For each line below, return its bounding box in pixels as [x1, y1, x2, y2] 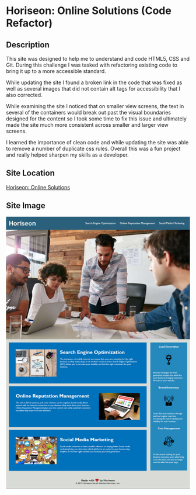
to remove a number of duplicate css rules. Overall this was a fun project [6, 145, 181, 152]
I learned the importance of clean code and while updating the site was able [6, 139, 189, 146]
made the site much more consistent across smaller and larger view [6, 122, 169, 128]
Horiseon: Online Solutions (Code [6, 4, 172, 18]
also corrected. [6, 92, 43, 98]
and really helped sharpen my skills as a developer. [6, 151, 129, 158]
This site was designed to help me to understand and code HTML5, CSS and [6, 56, 190, 62]
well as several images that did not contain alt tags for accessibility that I [6, 85, 181, 92]
